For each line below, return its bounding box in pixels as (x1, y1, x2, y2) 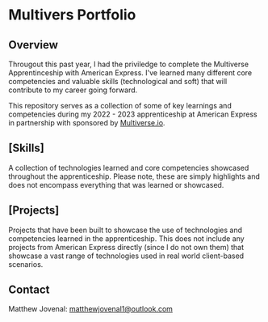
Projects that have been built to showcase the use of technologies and (8, 225, 243, 235)
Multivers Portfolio (8, 6, 136, 24)
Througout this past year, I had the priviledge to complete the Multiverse (8, 59, 249, 69)
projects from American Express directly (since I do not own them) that (8, 242, 245, 252)
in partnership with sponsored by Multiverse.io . (8, 118, 165, 127)
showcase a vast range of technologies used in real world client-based (8, 251, 245, 261)
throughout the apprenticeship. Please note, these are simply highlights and (8, 172, 261, 181)
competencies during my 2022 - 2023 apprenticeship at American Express (8, 109, 258, 119)
